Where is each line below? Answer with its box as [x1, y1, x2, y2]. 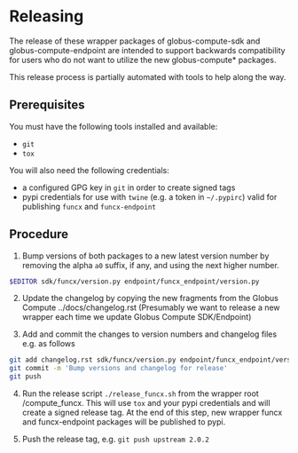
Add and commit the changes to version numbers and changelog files [21, 329, 278, 339]
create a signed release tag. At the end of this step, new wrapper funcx [21, 407, 283, 418]
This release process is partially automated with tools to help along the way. [9, 71, 286, 82]
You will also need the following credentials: [9, 164, 170, 175]
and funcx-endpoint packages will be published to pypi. [21, 417, 226, 427]
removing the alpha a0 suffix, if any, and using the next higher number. [21, 259, 279, 270]
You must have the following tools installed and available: [9, 121, 218, 131]
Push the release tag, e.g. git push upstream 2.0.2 [21, 433, 210, 445]
